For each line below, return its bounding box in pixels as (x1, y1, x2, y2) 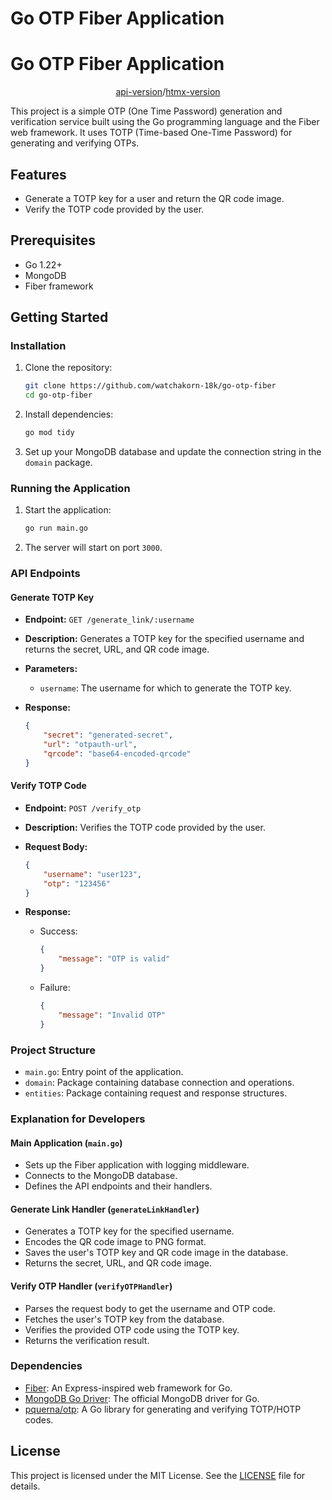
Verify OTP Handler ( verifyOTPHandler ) (10, 1280, 173, 1292)
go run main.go (24, 523, 89, 534)
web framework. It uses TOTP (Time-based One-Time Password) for (10, 127, 293, 139)
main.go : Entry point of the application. (24, 1065, 184, 1077)
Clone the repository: (24, 362, 113, 374)
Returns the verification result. (24, 1334, 150, 1346)
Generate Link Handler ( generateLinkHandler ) (10, 1203, 200, 1215)
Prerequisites (10, 232, 96, 249)
